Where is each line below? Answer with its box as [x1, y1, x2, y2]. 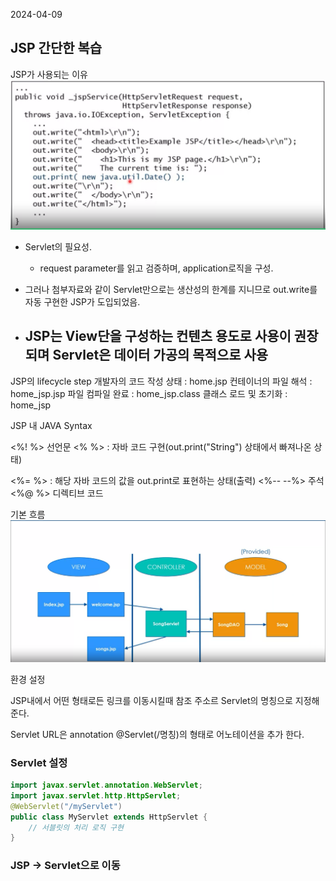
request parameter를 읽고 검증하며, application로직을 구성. [39, 262, 274, 274]
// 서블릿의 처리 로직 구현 [28, 822, 124, 833]
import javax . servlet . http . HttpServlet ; [10, 790, 182, 801]
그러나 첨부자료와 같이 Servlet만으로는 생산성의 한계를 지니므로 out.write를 [24, 284, 318, 296]
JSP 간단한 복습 [10, 40, 103, 57]
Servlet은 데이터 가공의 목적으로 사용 [52, 347, 269, 364]
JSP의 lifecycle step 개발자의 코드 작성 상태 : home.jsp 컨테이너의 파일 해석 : [10, 375, 313, 387]
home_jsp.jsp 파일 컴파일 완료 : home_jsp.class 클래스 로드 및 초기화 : [10, 387, 288, 399]
